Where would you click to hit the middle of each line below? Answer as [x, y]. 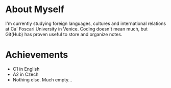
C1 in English [26, 69]
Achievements [37, 55]
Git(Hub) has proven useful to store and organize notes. [64, 34]
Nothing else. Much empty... [42, 79]
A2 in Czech [26, 74]
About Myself [35, 9]
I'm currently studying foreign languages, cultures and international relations [86, 23]
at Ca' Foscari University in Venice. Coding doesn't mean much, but [77, 28]
